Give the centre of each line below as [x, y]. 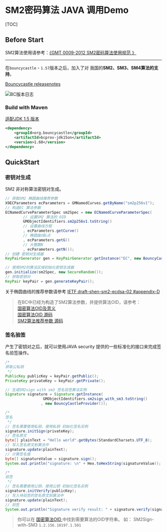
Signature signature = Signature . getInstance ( [54, 394]
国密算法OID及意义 [37, 308]
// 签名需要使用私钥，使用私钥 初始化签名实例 [47, 426]
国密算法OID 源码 [35, 314]
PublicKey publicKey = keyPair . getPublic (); [52, 376]
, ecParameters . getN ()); [49, 249]
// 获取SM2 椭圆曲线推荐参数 [32, 199]
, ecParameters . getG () [46, 240]
